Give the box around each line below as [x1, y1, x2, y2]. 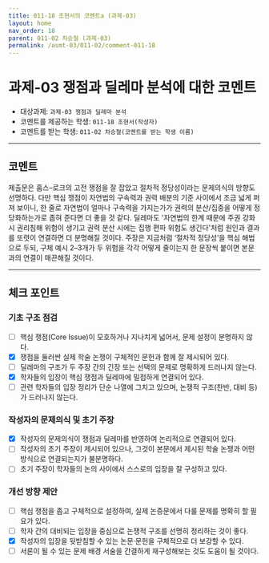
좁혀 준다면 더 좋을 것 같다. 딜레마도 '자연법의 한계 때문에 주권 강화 [49, 213, 256, 222]
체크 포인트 [8, 286, 60, 300]
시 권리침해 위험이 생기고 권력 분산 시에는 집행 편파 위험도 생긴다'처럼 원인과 [8, 222, 246, 233]
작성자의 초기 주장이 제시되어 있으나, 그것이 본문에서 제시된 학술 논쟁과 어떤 [19, 444, 255, 454]
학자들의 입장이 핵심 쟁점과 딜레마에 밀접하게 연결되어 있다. [19, 372, 204, 382]
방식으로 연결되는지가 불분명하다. [19, 454, 123, 464]
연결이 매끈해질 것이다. [22, 253, 94, 262]
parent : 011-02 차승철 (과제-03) [8, 34, 112, 43]
